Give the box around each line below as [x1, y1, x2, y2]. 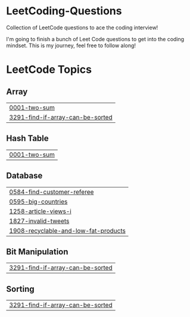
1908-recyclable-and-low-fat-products [9, 226, 126, 235]
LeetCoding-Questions [6, 4, 122, 18]
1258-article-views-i [9, 207, 71, 216]
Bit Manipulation [6, 247, 68, 257]
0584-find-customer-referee [9, 187, 94, 196]
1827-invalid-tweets [9, 217, 70, 225]
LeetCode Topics [6, 63, 92, 76]
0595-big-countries [9, 197, 68, 205]
